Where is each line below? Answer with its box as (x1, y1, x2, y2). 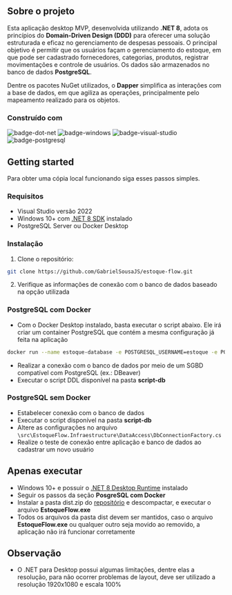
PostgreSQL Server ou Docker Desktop (17, 222, 129, 230)
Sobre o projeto (7, 6, 75, 17)
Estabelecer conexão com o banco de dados (17, 408, 145, 416)
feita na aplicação (17, 335, 68, 343)
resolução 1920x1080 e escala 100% (17, 581, 122, 589)
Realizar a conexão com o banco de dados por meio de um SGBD (17, 361, 204, 370)
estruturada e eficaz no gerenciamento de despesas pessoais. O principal (7, 38, 217, 47)
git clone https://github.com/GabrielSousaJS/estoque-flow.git (7, 268, 193, 275)
